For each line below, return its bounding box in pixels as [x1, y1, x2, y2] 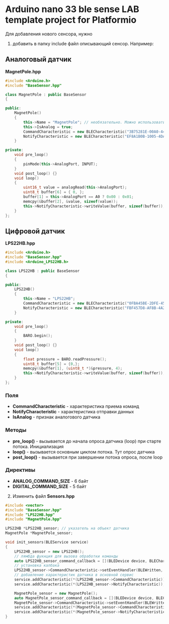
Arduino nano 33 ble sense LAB [5, 4, 139, 15]
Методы [5, 426, 27, 433]
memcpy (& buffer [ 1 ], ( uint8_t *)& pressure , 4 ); [23, 366, 123, 371]
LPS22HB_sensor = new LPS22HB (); [14, 549, 84, 554]
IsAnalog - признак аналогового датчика [12, 414, 101, 420]
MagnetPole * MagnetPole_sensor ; [5, 530, 73, 536]
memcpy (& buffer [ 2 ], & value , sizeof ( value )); [23, 199, 118, 204]
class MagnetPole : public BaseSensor [5, 92, 87, 97]
